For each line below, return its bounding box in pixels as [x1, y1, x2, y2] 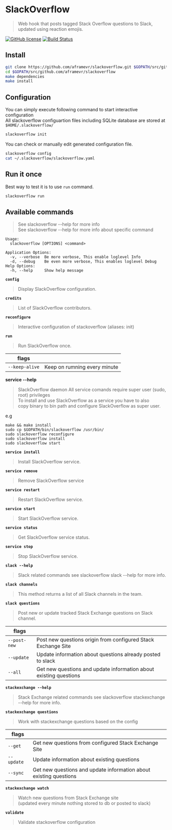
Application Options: [5, 250, 52, 255]
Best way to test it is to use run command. [5, 184, 94, 190]
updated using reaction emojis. [17, 26, 83, 32]
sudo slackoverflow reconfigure [5, 432, 74, 437]
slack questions [5, 601, 40, 606]
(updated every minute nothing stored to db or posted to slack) [17, 800, 151, 806]
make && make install [5, 423, 52, 428]
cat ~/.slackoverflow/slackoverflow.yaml [5, 155, 95, 161]
